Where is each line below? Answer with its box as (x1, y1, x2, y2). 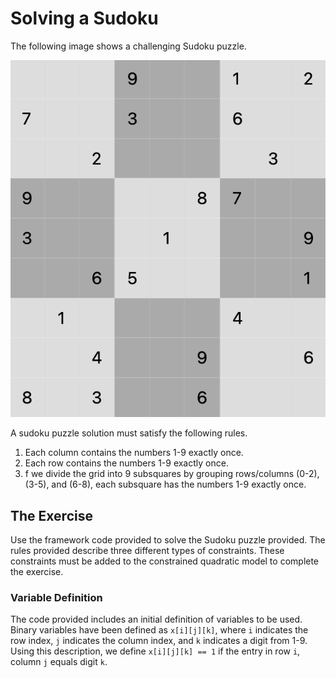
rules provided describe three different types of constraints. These (10, 544, 285, 556)
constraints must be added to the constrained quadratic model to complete (10, 555, 320, 567)
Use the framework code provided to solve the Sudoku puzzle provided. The (10, 533, 326, 546)
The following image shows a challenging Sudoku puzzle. (10, 40, 247, 52)
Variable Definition (10, 590, 103, 604)
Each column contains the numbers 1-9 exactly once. (24, 447, 244, 459)
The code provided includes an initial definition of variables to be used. (10, 613, 303, 626)
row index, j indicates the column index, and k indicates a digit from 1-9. (10, 635, 308, 647)
